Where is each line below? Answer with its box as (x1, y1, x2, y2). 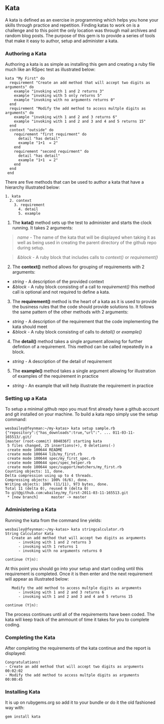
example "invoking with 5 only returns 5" (14, 93, 102, 98)
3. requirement (14, 202, 45, 208)
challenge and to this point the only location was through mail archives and (5, 27, 157, 33)
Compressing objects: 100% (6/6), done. (5, 477, 89, 483)
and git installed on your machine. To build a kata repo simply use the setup (5, 411, 158, 417)
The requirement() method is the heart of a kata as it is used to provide (12, 299, 157, 305)
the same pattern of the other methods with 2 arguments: (12, 309, 129, 315)
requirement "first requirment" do (14, 132, 87, 137)
